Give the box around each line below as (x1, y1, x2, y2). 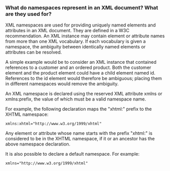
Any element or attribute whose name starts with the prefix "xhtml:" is (5, 130, 153, 136)
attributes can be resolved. (5, 49, 62, 55)
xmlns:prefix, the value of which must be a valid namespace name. (5, 96, 146, 102)
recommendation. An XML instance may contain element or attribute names (5, 33, 165, 39)
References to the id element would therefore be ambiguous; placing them (5, 76, 162, 82)
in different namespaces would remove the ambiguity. (5, 81, 119, 87)
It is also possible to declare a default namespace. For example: (5, 151, 140, 157)
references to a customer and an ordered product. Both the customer (5, 64, 152, 70)
